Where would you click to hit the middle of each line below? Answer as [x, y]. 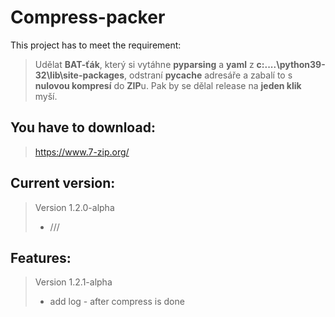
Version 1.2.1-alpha [73, 282]
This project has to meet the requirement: [96, 45]
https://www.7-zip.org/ [82, 152]
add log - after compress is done [117, 302]
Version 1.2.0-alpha [74, 207]
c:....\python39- [291, 64]
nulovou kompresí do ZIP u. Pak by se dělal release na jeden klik [168, 85]
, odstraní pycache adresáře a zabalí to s [208, 75]
